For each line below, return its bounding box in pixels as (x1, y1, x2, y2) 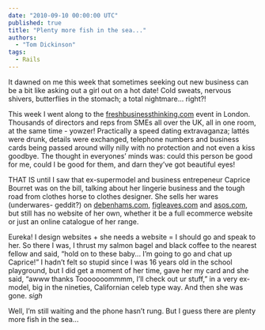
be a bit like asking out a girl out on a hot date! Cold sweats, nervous (8, 85, 232, 95)
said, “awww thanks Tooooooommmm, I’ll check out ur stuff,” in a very (8, 274, 238, 283)
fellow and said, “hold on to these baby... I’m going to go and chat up (8, 249, 233, 258)
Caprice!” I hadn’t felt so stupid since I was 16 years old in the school (8, 257, 233, 267)
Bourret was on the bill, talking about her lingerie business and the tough (8, 183, 245, 193)
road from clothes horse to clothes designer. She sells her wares (8, 191, 219, 201)
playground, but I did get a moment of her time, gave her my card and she (8, 265, 249, 275)
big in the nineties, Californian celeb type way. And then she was (32, 282, 244, 292)
